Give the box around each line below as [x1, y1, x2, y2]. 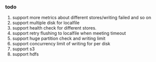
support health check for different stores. [12, 25, 97, 31]
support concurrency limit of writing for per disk [12, 41, 110, 47]
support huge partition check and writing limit [12, 35, 105, 41]
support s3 [12, 46, 35, 52]
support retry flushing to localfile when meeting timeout [12, 31, 126, 36]
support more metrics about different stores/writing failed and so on [12, 15, 152, 21]
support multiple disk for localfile [12, 20, 80, 26]
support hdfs [12, 51, 39, 57]
